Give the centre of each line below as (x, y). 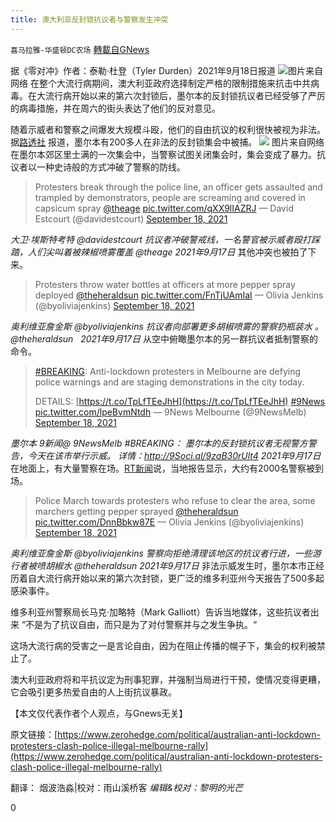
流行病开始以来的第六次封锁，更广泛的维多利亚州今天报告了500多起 (184, 578)
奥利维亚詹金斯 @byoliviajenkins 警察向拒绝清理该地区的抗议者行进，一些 (161, 553)
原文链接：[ (34, 734)
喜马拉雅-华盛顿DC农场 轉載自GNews (80, 49)
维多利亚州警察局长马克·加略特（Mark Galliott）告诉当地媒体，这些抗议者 (160, 612)
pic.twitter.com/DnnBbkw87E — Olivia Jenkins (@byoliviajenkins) (169, 522)
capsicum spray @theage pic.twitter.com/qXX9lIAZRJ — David (164, 208)
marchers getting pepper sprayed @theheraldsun (136, 511)
